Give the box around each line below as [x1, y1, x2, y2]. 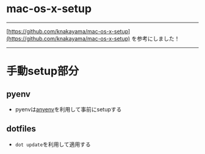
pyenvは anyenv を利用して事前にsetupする [15, 105, 122, 113]
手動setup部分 [6, 65, 79, 78]
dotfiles [6, 124, 37, 134]
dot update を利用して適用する [15, 141, 91, 148]
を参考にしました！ [131, 35, 180, 42]
